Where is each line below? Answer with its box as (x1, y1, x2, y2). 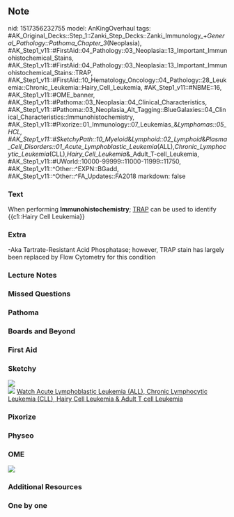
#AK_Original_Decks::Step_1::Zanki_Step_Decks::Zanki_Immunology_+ (8, 31, 208, 40)
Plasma (205, 135, 228, 143)
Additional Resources (8, 482, 82, 492)
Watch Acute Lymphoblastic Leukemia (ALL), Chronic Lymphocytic (16, 388, 208, 396)
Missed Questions (8, 289, 71, 299)
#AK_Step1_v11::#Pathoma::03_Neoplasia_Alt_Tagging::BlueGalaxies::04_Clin (8, 105, 226, 113)
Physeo (8, 431, 34, 440)
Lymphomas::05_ (178, 120, 227, 128)
